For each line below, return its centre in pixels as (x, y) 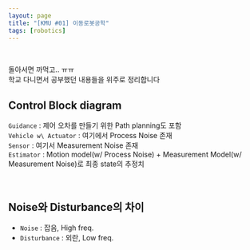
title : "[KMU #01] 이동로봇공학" (59, 23)
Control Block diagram (65, 105)
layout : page (30, 16)
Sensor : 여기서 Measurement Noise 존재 (73, 145)
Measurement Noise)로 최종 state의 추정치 (77, 164)
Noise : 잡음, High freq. (57, 228)
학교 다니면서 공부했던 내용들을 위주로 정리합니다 (84, 80)
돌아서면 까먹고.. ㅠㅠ (41, 69)
